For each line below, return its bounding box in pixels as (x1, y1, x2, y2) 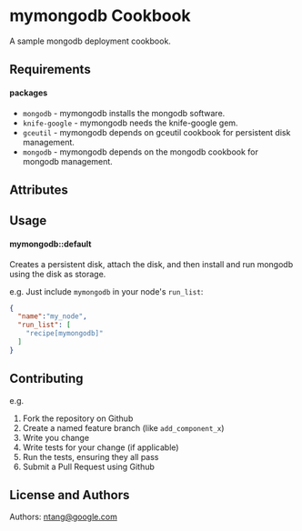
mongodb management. (22, 155, 114, 166)
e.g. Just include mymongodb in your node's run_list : (9, 286, 204, 296)
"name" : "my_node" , (17, 312, 88, 321)
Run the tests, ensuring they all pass (22, 451, 159, 462)
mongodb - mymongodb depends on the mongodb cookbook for (22, 146, 259, 157)
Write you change (22, 432, 89, 443)
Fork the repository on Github (22, 413, 134, 424)
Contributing (9, 371, 84, 386)
